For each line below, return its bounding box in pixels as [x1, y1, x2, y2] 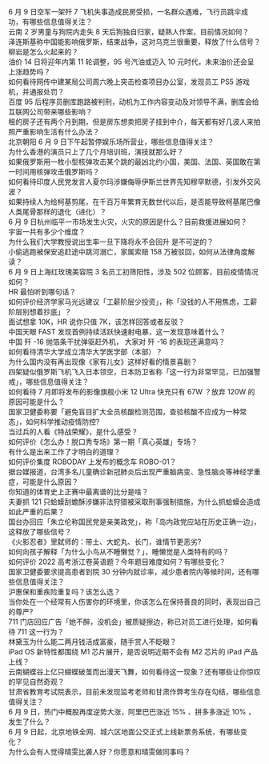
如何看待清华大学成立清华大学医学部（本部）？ [8, 347, 163, 356]
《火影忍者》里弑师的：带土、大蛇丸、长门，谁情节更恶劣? [8, 537, 202, 546]
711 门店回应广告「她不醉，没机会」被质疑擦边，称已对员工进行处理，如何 [8, 617, 252, 626]
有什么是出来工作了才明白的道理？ [8, 447, 121, 456]
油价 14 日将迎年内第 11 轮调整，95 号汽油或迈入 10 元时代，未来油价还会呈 [8, 57, 255, 66]
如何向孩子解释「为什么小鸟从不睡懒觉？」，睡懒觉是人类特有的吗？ [8, 547, 230, 556]
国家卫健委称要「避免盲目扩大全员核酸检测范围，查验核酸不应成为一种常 [8, 407, 247, 416]
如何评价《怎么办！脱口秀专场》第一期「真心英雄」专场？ [8, 437, 198, 446]
